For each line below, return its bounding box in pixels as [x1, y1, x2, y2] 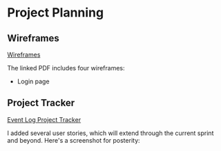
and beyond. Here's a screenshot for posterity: [7, 136, 140, 144]
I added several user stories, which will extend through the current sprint [7, 129, 214, 137]
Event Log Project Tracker [7, 115, 81, 123]
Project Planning [7, 5, 104, 21]
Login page [17, 77, 50, 85]
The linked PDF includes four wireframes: [7, 64, 126, 72]
